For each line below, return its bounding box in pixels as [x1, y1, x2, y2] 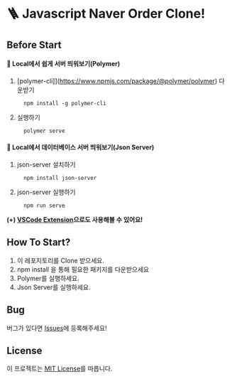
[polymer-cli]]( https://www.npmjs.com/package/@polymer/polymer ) [16, 76, 218, 85]
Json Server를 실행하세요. [16, 282, 91, 292]
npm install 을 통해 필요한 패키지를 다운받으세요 [16, 265, 150, 274]
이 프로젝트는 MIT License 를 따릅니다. [6, 364, 113, 373]
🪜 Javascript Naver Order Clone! [6, 6, 206, 22]
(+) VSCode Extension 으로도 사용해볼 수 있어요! [6, 215, 143, 224]
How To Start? [6, 236, 71, 249]
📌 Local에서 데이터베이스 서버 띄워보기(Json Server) [6, 143, 155, 151]
